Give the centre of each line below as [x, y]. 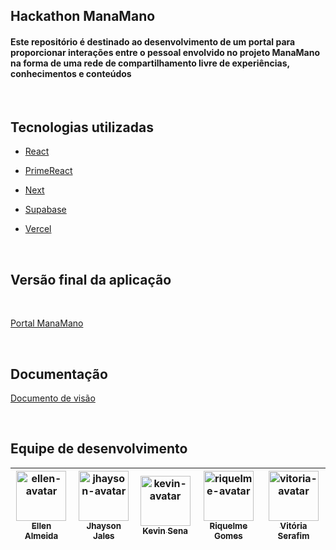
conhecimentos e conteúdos [71, 73]
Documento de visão [53, 398]
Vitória [293, 525]
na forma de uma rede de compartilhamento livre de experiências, [150, 63]
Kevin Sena [165, 530]
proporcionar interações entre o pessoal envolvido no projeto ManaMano [165, 52]
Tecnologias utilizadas [82, 127]
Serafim [293, 535]
